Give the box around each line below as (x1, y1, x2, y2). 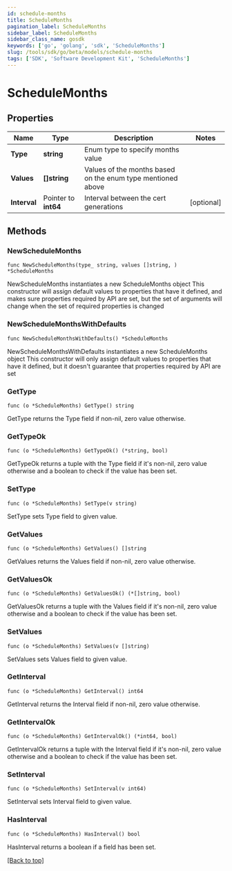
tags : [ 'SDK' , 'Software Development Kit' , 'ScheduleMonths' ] (7, 55, 190, 62)
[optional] (189, 197, 222, 207)
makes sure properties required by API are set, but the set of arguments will (7, 295, 222, 303)
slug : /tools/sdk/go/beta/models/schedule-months (7, 49, 153, 56)
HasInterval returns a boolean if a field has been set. (7, 843, 157, 851)
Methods (7, 226, 47, 237)
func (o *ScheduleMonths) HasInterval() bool (7, 830, 140, 838)
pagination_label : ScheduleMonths (7, 23, 107, 30)
